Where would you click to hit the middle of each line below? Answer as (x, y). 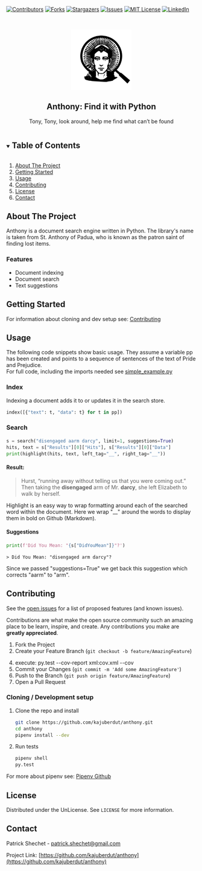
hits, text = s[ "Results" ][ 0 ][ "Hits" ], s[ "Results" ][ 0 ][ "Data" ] (89, 447)
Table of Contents (46, 146)
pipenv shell (31, 758)
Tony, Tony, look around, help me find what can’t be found (101, 121)
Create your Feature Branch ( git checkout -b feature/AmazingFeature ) (103, 651)
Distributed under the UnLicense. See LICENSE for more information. (90, 810)
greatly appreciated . (32, 633)
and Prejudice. (24, 365)
